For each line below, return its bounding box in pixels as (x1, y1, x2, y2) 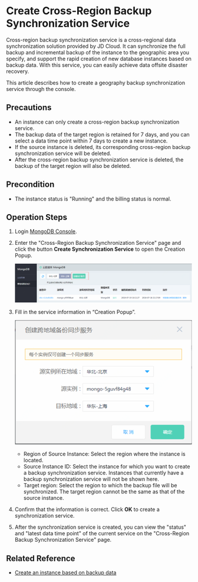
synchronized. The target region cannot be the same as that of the (23, 488, 185, 495)
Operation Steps (6, 212, 68, 222)
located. (23, 457, 44, 464)
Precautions (6, 102, 52, 113)
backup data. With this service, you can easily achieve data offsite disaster (6, 61, 188, 69)
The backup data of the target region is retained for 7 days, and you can (14, 131, 190, 138)
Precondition (6, 179, 55, 190)
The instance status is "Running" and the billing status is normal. (14, 195, 172, 202)
